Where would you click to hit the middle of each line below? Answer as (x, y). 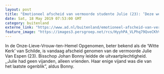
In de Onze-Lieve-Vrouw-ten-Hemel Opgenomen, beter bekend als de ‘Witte (82, 46)
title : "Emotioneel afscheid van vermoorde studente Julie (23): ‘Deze (79, 14)
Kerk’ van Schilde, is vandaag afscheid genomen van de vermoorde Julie (79, 51)
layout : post (18, 9)
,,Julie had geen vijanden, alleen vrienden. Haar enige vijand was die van (78, 61)
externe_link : (20, 28)
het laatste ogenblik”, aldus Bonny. (40, 66)
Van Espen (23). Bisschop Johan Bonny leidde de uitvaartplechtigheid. (76, 56)
